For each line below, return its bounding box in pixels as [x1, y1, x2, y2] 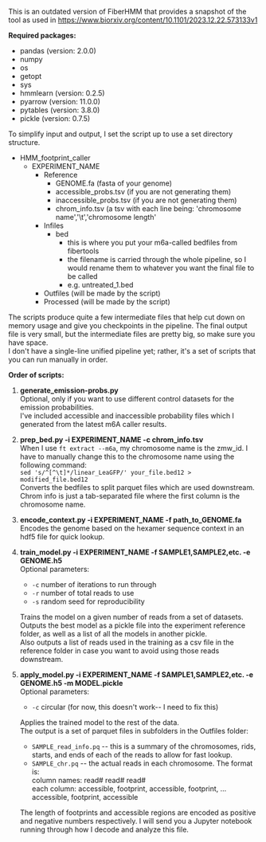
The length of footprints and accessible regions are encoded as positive [19, 808, 256, 817]
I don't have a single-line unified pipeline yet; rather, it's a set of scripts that [8, 347, 256, 355]
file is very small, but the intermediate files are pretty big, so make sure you [8, 330, 256, 339]
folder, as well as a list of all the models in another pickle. [19, 629, 208, 638]
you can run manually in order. [8, 354, 108, 364]
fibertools [67, 246, 100, 256]
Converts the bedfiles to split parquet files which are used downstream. [19, 483, 255, 492]
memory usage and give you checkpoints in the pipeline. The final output [8, 321, 248, 330]
